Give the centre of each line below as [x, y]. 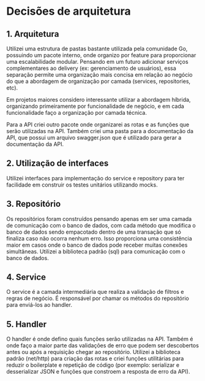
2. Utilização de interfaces [58, 164]
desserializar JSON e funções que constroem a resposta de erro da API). [98, 372]
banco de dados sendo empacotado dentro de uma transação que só [94, 232]
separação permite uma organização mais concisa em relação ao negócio [99, 75]
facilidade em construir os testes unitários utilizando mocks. [82, 185]
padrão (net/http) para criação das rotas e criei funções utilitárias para [95, 359]
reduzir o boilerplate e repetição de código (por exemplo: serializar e [93, 365]
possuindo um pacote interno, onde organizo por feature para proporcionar [101, 55]
